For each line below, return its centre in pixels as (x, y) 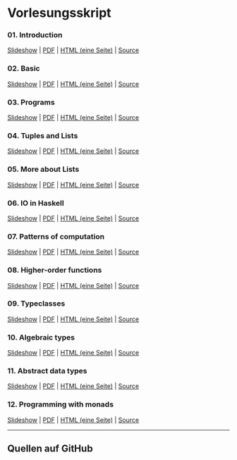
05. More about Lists (43, 169)
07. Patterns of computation (56, 236)
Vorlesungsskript (59, 13)
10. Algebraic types (41, 337)
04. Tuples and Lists (43, 136)
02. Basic (24, 68)
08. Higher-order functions (55, 271)
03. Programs (31, 102)
